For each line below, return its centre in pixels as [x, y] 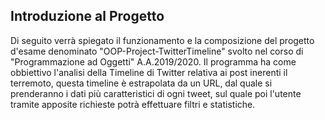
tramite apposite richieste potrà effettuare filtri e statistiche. [133, 104]
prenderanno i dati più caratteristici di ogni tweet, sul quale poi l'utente [156, 93]
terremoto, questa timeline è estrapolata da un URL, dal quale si [141, 83]
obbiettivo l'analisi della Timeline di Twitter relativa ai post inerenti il [149, 72]
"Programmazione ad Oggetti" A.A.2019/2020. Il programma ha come [153, 61]
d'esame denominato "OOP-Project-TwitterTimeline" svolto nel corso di [157, 51]
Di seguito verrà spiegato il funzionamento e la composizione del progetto [162, 40]
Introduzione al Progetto [87, 16]
